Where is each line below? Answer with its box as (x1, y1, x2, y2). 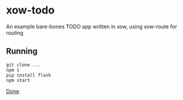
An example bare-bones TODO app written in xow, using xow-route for (6, 23, 178, 30)
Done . (6, 88, 21, 95)
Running (6, 46, 38, 56)
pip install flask (6, 72, 51, 78)
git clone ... (6, 62, 41, 68)
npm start (6, 77, 31, 83)
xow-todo (6, 4, 55, 17)
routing (6, 29, 24, 36)
